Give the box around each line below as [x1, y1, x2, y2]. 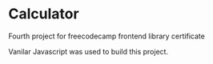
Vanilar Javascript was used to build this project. [8, 46, 169, 56]
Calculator [8, 5, 79, 23]
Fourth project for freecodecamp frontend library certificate [8, 31, 206, 41]
